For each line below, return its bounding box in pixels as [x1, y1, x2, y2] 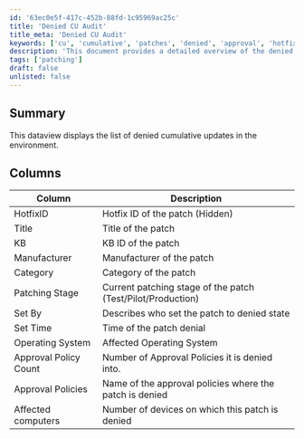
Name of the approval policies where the [102, 377, 275, 390]
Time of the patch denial [102, 322, 206, 335]
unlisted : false [9, 72, 71, 81]
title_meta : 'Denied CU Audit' [9, 30, 128, 39]
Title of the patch [102, 223, 175, 235]
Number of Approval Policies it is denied [102, 351, 273, 364]
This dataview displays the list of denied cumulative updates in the [9, 129, 258, 140]
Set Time [14, 322, 52, 335]
